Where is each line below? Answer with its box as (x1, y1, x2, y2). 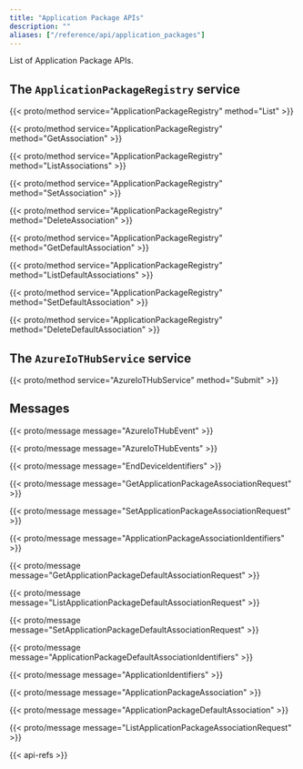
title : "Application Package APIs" (9, 13, 145, 23)
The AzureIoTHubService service (9, 350, 192, 366)
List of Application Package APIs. (9, 56, 134, 66)
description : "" (9, 22, 71, 31)
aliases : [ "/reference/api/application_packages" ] (9, 30, 206, 39)
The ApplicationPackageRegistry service (9, 81, 241, 96)
